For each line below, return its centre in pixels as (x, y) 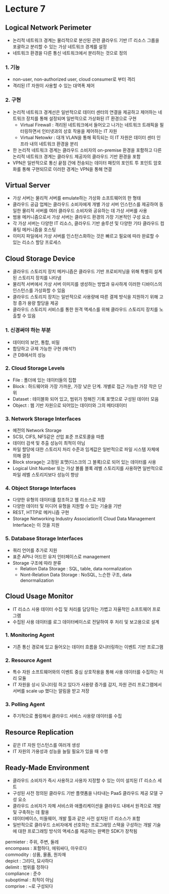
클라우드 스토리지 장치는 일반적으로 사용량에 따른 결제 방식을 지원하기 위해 (85, 297)
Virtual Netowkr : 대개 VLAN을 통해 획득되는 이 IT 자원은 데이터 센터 (88, 137)
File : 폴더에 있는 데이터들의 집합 (44, 380)
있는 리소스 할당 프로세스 (37, 242)
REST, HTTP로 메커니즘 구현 (41, 513)
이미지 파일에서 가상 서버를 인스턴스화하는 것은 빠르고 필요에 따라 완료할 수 (86, 236)
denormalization (37, 580)
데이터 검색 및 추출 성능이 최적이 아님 (49, 443)
